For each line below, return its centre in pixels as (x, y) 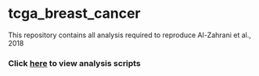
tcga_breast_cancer (74, 14)
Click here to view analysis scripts (74, 63)
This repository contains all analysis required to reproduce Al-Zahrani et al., (130, 35)
